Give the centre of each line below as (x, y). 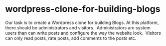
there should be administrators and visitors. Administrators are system (78, 27)
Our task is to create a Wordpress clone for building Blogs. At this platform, (82, 23)
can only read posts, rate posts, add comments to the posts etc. (71, 38)
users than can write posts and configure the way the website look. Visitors (83, 33)
